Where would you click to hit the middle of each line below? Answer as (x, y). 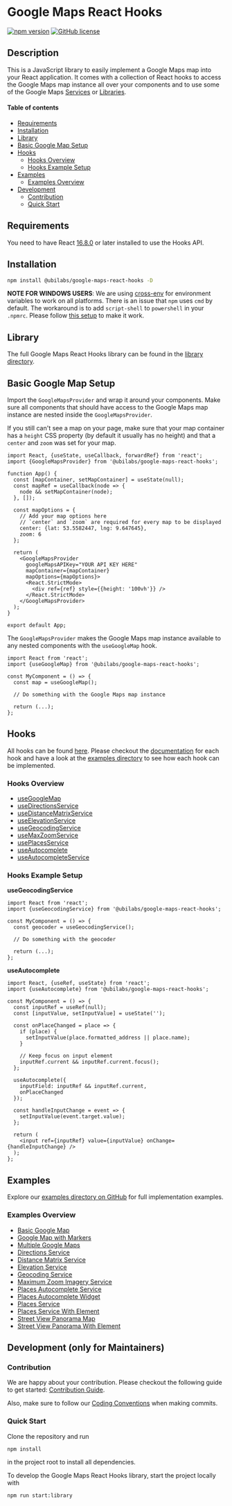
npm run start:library (40, 1496)
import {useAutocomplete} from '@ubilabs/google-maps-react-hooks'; (108, 989)
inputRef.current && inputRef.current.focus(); (89, 1062)
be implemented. (31, 765)
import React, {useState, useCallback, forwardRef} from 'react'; (105, 456)
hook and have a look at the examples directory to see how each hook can (113, 758)
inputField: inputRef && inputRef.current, (83, 1086)
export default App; (37, 625)
